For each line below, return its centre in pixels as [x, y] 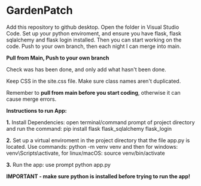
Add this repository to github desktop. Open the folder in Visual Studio [93, 27]
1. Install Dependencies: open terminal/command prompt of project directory [101, 122]
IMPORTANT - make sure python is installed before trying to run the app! [98, 176]
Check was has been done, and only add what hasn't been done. [86, 69]
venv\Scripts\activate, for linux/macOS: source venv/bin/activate [86, 153]
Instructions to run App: [36, 110]
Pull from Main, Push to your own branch [58, 58]
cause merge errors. [31, 99]
